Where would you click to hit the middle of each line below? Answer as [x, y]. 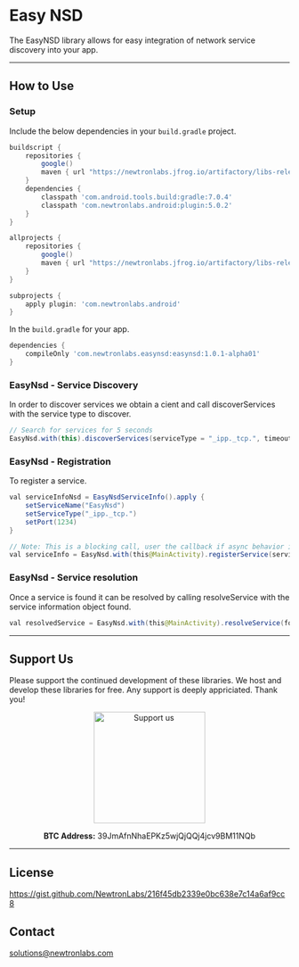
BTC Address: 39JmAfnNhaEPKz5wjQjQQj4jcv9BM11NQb [149, 836]
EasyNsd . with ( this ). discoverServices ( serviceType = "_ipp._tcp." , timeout [151, 439]
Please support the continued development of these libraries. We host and [145, 681]
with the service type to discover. [70, 414]
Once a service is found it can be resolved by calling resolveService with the [149, 597]
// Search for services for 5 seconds [81, 430]
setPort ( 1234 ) [51, 522]
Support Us [41, 659]
